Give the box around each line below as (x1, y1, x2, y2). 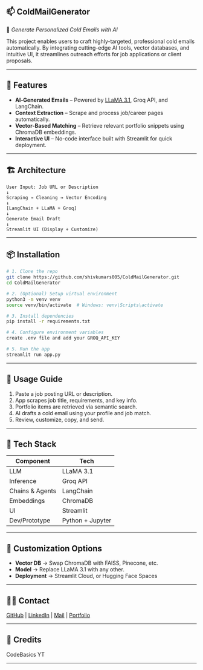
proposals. (6, 57, 33, 64)
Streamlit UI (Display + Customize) (6, 226, 98, 233)
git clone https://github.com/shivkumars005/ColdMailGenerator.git (6, 274, 180, 280)
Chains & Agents (9, 487, 56, 495)
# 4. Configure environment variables (6, 329, 104, 336)
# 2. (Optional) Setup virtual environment (6, 291, 118, 297)
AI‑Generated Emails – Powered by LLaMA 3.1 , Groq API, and (14, 96, 168, 103)
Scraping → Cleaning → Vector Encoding (6, 195, 107, 201)
